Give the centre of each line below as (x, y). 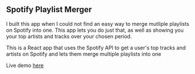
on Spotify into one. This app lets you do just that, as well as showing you (95, 30)
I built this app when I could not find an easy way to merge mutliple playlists (98, 23)
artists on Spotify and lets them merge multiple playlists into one (84, 54)
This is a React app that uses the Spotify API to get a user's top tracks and (96, 48)
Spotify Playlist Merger (49, 10)
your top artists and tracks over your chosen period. (69, 36)
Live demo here (25, 65)
